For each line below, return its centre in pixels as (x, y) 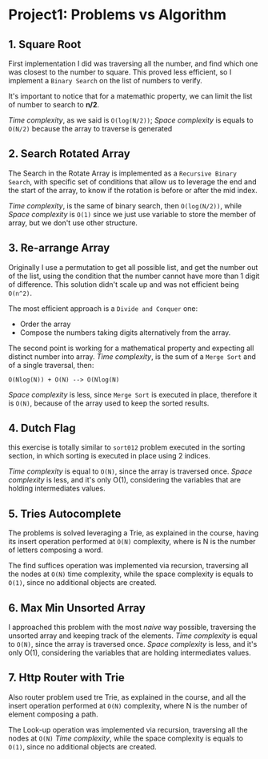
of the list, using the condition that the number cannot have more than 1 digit (134, 276)
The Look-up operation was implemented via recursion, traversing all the (128, 729)
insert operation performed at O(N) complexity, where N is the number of (128, 705)
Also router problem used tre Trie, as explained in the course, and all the (127, 697)
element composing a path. (53, 714)
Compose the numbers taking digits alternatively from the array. (125, 332)
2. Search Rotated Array (69, 154)
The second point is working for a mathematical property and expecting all (131, 348)
